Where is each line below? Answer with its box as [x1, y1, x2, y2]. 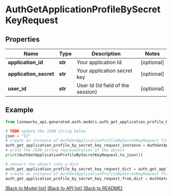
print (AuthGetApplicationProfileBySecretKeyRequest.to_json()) [5, 152, 143, 158]
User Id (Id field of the [76, 82, 130, 89]
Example [5, 106, 34, 114]
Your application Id [76, 59, 122, 66]
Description [91, 50, 121, 57]
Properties [5, 35, 40, 44]
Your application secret [76, 67, 133, 74]
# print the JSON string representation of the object [5, 148, 125, 153]
